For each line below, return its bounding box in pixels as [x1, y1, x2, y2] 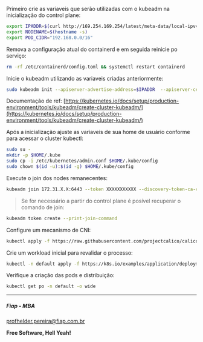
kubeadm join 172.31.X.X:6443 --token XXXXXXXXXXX [6, 186, 137, 192]
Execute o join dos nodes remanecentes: [6, 174, 108, 181]
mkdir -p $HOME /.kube [6, 152, 61, 158]
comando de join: [21, 203, 65, 211]
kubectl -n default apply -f [6, 261, 80, 267]
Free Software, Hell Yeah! [6, 329, 71, 337]
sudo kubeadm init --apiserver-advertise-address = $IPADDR [6, 86, 155, 93]
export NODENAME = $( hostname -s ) [6, 29, 88, 35]
